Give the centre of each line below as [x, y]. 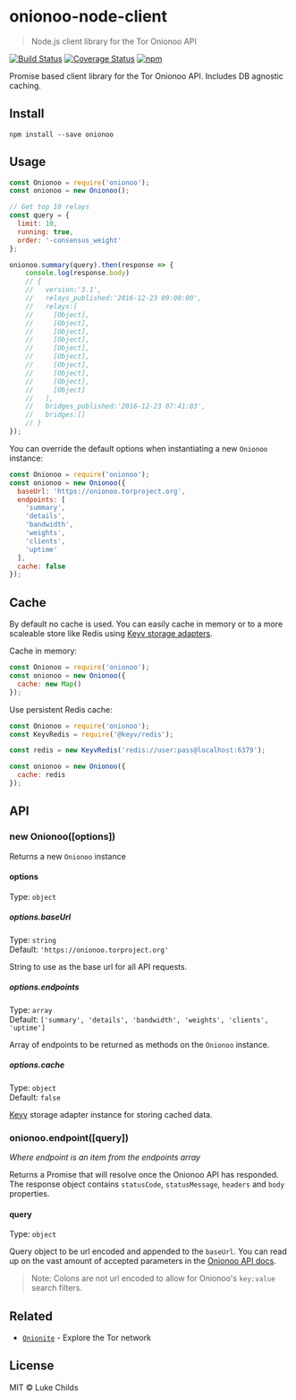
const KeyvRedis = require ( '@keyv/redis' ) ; [92, 734]
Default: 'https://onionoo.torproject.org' [89, 949]
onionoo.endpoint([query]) [69, 1137]
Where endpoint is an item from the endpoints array [105, 1157]
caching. [25, 85]
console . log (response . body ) [77, 273]
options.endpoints [44, 987]
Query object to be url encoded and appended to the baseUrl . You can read [148, 1251]
